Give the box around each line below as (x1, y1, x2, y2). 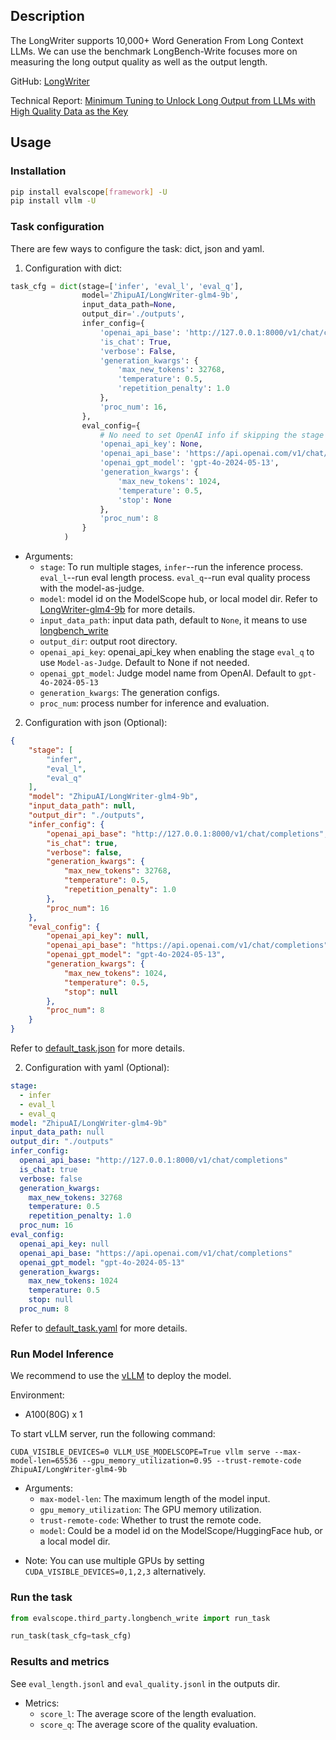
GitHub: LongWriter (10, 75, 90, 87)
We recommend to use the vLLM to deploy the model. (10, 1370, 232, 1382)
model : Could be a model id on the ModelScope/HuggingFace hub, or (39, 1525, 323, 1537)
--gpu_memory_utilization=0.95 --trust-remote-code (81, 1456, 302, 1466)
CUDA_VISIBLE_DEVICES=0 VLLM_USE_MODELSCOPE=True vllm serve (10, 1447, 271, 1458)
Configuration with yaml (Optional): (24, 1062, 170, 1074)
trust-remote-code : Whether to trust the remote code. (39, 1514, 262, 1526)
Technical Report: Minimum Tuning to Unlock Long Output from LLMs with (10, 94, 316, 106)
